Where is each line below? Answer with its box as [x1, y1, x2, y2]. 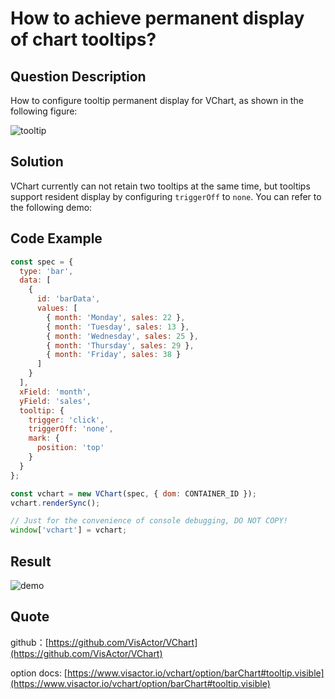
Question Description [10, 68, 147, 85]
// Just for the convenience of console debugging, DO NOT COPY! [10, 516, 288, 526]
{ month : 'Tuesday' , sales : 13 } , [46, 322, 190, 332]
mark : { [28, 433, 60, 444]
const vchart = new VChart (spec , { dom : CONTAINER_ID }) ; [10, 488, 257, 499]
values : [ [36, 303, 78, 313]
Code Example [10, 230, 103, 247]
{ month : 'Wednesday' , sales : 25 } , [46, 331, 199, 341]
